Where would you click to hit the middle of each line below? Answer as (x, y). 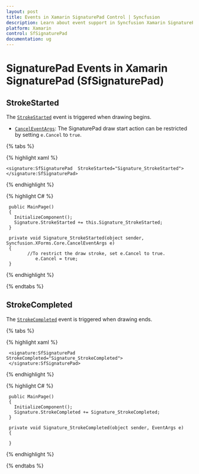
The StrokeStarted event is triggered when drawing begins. (79, 117)
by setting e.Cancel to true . (48, 135)
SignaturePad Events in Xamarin (87, 68)
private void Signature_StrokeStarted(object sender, (76, 238)
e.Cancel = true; (57, 259)
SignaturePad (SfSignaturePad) (85, 81)
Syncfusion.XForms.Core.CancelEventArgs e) (61, 243)
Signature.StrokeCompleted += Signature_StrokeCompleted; (87, 412)
